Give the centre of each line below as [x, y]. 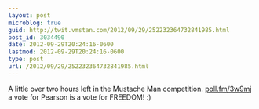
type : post [26, 60]
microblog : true [35, 23]
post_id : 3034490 [36, 37]
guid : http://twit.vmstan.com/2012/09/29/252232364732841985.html [119, 30]
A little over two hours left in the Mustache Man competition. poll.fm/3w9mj [130, 89]
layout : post [29, 15]
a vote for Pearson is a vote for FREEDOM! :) [80, 97]
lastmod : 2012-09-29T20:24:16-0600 [66, 52]
